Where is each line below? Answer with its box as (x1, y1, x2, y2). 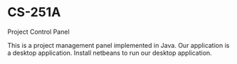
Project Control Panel (7, 27, 70, 36)
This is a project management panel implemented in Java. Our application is (7, 41, 230, 49)
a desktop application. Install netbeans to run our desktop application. (7, 49, 212, 57)
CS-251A (7, 4, 61, 20)
